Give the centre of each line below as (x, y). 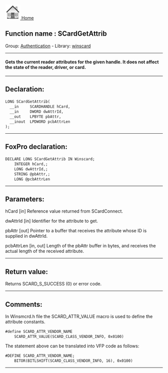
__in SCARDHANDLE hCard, (40, 107)
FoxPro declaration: (36, 147)
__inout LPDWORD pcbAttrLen (40, 122)
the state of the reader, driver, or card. (46, 67)
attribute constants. (25, 322)
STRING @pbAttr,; (32, 174)
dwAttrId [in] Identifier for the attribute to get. (52, 221)
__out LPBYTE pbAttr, (35, 117)
